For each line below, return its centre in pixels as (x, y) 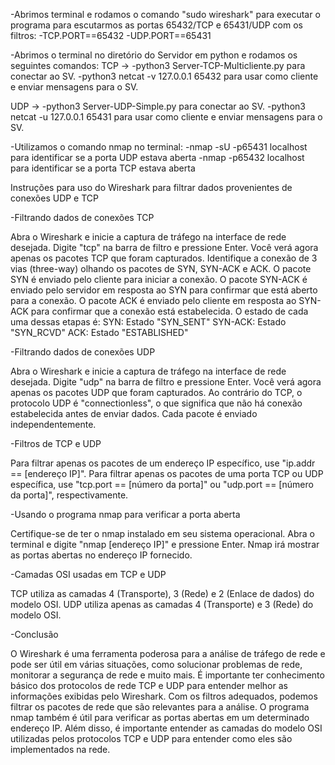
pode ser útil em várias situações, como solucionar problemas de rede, (156, 664)
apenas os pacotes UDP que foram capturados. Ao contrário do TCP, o (156, 392)
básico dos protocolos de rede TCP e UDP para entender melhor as (149, 685)
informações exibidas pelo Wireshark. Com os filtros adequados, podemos (164, 696)
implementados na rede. (60, 749)
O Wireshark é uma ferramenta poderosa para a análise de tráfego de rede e (168, 653)
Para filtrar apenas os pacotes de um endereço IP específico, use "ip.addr (163, 463)
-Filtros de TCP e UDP (56, 443)
